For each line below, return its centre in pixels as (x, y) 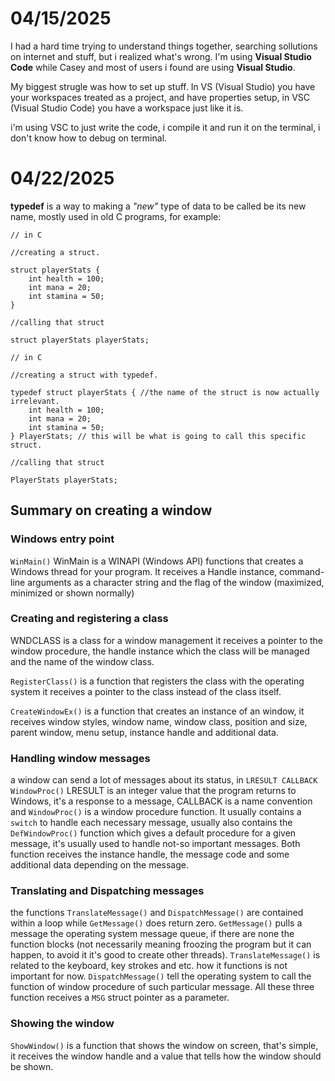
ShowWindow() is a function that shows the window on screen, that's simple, (164, 1045)
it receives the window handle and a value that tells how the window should (166, 1056)
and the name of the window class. (82, 661)
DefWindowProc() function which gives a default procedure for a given (153, 833)
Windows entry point (62, 539)
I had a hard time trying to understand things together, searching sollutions (164, 46)
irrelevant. (35, 401)
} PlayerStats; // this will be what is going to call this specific (158, 436)
